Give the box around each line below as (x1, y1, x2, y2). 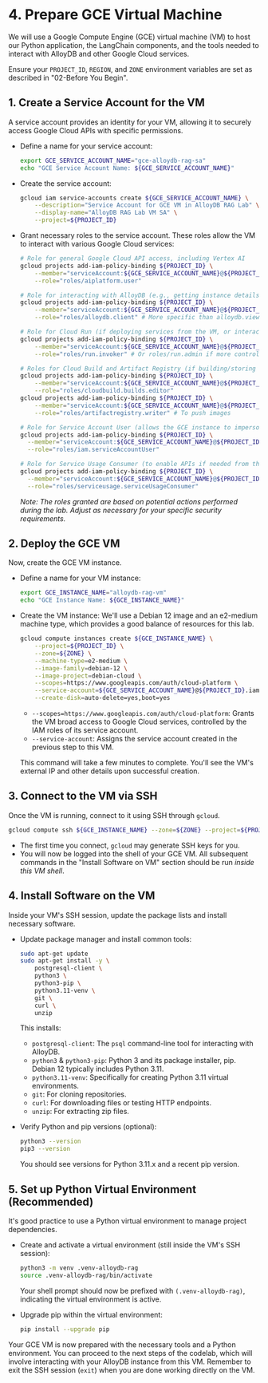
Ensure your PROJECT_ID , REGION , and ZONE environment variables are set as (8, 64, 253, 73)
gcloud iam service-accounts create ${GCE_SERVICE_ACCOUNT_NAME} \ (19, 194, 249, 202)
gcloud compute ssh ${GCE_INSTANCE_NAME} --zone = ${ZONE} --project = (8, 826, 241, 834)
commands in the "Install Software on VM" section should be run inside (19, 857, 255, 867)
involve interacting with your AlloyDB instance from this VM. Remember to (8, 1357, 251, 1366)
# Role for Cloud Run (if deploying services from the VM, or (19, 328, 231, 336)
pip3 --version (19, 1145, 71, 1153)
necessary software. (8, 919, 76, 928)
